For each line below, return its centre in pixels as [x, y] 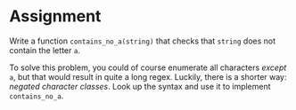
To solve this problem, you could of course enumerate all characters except [148, 67]
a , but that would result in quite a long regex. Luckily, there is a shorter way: [148, 76]
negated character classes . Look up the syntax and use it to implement [140, 86]
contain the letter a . [45, 50]
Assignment [55, 16]
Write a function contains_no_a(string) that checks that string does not [143, 41]
